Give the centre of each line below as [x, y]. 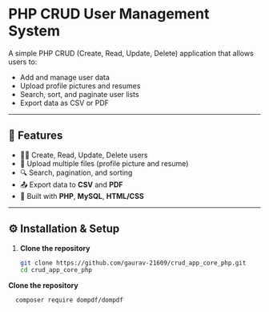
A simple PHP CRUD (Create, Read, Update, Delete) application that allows [131, 53]
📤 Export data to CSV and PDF [71, 184]
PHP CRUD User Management [109, 14]
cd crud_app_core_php [56, 270]
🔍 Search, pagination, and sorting [76, 172]
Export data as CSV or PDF [64, 103]
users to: [23, 62]
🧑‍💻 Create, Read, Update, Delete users [84, 155]
